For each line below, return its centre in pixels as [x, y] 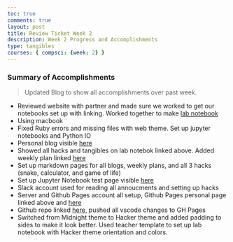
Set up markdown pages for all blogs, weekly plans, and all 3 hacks [114, 166]
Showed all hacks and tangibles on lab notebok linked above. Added [116, 150]
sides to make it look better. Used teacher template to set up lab [110, 225]
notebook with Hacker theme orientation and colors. [92, 232]
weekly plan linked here [51, 158]
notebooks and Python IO [54, 136]
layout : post [26, 27]
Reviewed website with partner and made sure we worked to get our [116, 106]
